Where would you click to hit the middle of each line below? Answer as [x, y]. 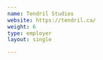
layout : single [30, 40]
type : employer [30, 33]
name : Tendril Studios [41, 14]
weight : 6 [22, 27]
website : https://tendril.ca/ [52, 20]
